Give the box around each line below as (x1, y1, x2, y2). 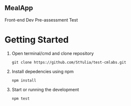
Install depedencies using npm (11, 68, 74, 74)
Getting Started (4, 34, 69, 45)
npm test (11, 96, 30, 101)
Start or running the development (11, 86, 79, 92)
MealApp (4, 4, 33, 12)
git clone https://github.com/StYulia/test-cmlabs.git (11, 60, 127, 65)
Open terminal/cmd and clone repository (11, 50, 94, 56)
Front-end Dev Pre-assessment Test (4, 17, 78, 23)
